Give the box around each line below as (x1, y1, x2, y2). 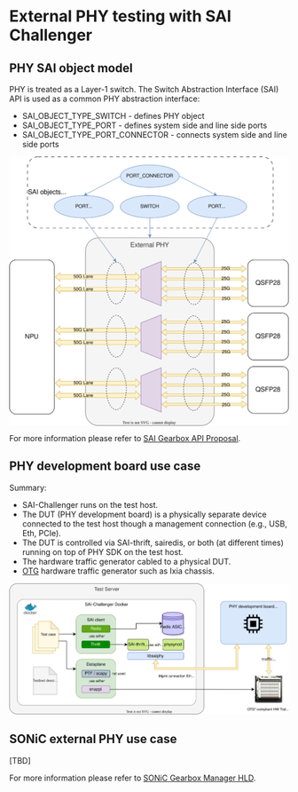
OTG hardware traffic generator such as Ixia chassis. (21, 566, 215, 576)
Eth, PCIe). (21, 527, 62, 538)
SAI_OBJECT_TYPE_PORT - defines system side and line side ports (21, 120, 268, 131)
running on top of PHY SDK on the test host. (21, 546, 184, 557)
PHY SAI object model (9, 60, 133, 75)
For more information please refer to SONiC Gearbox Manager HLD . (9, 772, 256, 783)
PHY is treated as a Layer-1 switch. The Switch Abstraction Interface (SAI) (9, 84, 279, 94)
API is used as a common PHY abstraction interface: (9, 93, 200, 104)
